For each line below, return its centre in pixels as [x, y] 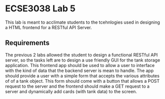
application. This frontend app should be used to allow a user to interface [80, 65]
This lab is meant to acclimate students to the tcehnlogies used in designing [82, 22]
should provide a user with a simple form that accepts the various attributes [82, 76]
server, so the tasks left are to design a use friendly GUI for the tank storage [82, 60]
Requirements [27, 43]
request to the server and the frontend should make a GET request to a [77, 86]
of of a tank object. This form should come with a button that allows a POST [82, 81]
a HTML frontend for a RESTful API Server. [49, 27]
